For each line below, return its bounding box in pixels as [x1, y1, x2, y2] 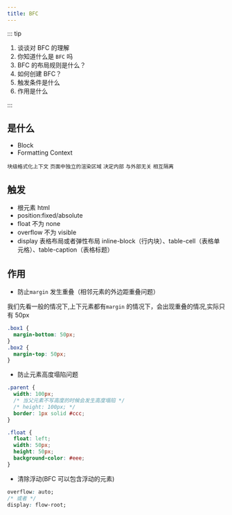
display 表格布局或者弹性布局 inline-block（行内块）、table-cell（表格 [17, 237, 214, 245]
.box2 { [7, 344, 30, 351]
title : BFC [7, 10, 39, 17]
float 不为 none [17, 220, 61, 228]
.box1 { [7, 325, 30, 332]
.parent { [7, 384, 36, 392]
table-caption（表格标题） [38, 245, 114, 254]
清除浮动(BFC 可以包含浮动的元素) [17, 474, 115, 482]
